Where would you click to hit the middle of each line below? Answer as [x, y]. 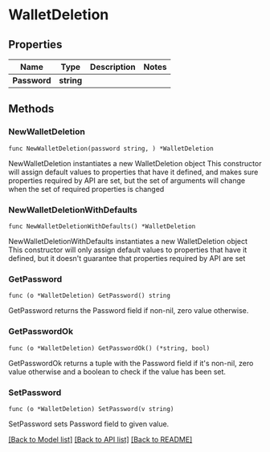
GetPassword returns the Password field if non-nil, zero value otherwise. [129, 311]
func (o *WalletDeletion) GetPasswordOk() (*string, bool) [109, 348]
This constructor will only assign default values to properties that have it [128, 250]
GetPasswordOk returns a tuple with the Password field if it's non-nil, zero [131, 363]
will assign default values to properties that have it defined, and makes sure [133, 172]
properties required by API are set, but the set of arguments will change [127, 180]
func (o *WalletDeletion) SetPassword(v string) [91, 409]
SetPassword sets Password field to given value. [89, 424]
